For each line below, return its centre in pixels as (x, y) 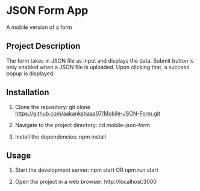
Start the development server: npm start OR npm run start (86, 170)
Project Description (43, 46)
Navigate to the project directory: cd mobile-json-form (83, 125)
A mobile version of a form (39, 27)
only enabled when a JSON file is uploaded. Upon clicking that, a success (98, 67)
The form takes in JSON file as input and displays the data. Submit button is (100, 60)
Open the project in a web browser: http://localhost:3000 (86, 182)
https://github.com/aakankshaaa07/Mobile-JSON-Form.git (88, 113)
